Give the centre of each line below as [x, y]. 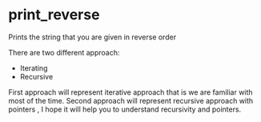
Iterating [34, 68]
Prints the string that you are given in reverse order [92, 37]
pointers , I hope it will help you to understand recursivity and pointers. [125, 109]
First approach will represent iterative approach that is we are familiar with [131, 92]
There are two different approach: [64, 52]
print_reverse [54, 15]
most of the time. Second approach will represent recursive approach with [131, 100]
